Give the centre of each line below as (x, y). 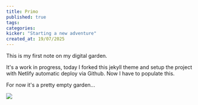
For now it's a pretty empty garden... (51, 85)
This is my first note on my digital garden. (57, 56)
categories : (21, 28)
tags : (13, 22)
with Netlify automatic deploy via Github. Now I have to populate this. (90, 73)
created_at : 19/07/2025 (36, 39)
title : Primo (22, 12)
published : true (26, 17)
